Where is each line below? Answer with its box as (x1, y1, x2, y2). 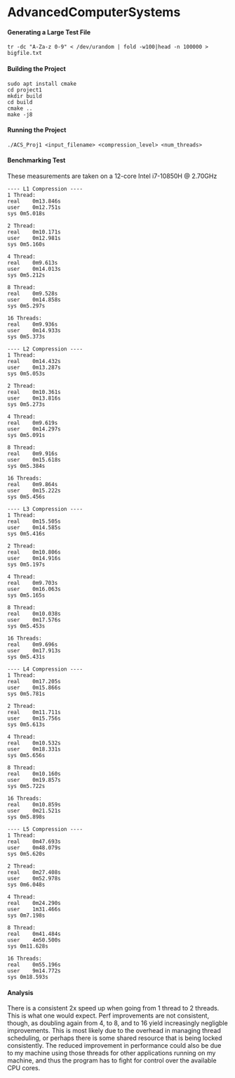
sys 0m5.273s (7, 401, 46, 408)
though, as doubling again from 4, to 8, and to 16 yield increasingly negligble (7, 1019, 228, 1027)
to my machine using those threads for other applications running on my (7, 1049, 216, 1058)
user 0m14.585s (7, 524, 61, 531)
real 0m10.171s (7, 229, 61, 236)
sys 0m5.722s (7, 782, 46, 790)
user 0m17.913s (7, 647, 61, 654)
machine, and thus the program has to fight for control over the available (7, 1056, 217, 1065)
